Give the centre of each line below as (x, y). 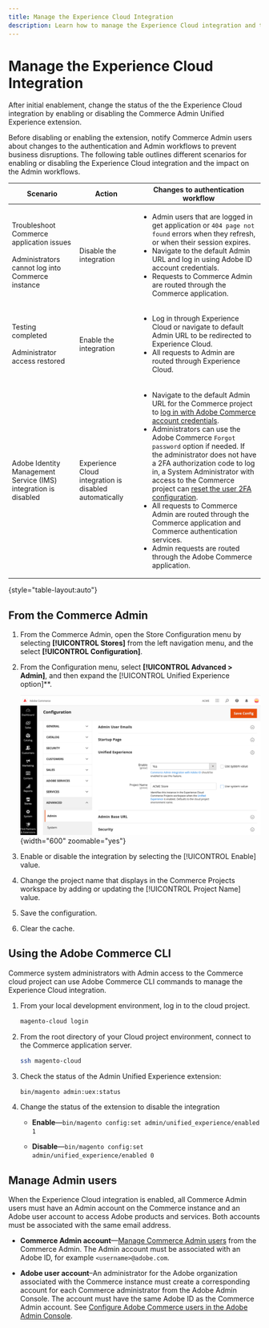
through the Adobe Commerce (202, 556)
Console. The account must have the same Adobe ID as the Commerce (137, 1299)
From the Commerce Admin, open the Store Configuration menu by (130, 634)
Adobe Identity (36, 463)
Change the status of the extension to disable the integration (120, 1107)
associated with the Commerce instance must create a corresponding (135, 1282)
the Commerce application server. (76, 1045)
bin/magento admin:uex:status (70, 1092)
